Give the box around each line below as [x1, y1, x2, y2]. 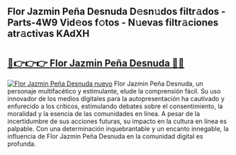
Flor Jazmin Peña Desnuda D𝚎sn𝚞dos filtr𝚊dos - [7, 6, 226, 18]
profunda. [7, 139, 37, 148]
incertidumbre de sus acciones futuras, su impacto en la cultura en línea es [7, 117, 227, 125]
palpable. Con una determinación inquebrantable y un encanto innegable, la [7, 125, 229, 133]
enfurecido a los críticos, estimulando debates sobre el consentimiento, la [7, 102, 223, 110]
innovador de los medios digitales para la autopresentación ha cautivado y [7, 95, 225, 103]
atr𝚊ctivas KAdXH [7, 28, 90, 40]
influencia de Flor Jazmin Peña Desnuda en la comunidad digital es [7, 132, 203, 140]
